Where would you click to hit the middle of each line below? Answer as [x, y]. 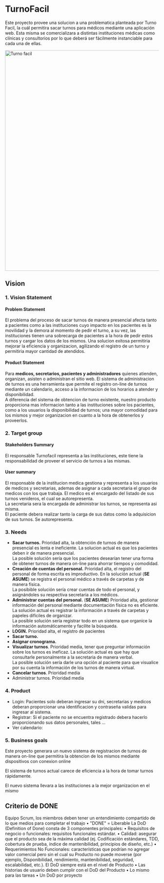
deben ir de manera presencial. [43, 553]
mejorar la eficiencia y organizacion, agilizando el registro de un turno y [77, 346]
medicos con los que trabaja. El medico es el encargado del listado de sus [80, 493]
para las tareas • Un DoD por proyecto [44, 875]
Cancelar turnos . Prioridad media [46, 673]
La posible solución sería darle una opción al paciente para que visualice [85, 662]
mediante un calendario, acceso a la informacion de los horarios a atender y [82, 389]
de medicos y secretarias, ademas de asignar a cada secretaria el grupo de [81, 488]
